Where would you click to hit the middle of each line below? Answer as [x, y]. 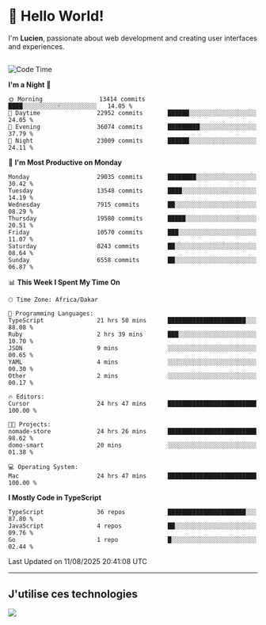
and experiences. [36, 46]
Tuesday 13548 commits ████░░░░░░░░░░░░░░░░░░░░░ [133, 191]
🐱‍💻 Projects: [30, 425]
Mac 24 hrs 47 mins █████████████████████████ [133, 476]
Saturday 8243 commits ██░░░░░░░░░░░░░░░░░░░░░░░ [133, 246]
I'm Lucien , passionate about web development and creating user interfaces [133, 38]
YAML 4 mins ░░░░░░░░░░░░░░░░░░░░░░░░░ [133, 362]
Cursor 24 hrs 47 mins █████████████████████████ [133, 404]
